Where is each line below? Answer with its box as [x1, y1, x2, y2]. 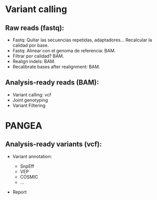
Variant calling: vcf [12, 92, 51, 98]
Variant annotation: [12, 153, 52, 159]
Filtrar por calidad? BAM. [12, 53, 64, 59]
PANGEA [5, 120, 42, 131]
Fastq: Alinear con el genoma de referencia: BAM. [12, 48, 116, 53]
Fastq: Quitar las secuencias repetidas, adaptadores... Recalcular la [12, 37, 152, 43]
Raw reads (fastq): [5, 24, 64, 32]
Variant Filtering [12, 102, 46, 108]
